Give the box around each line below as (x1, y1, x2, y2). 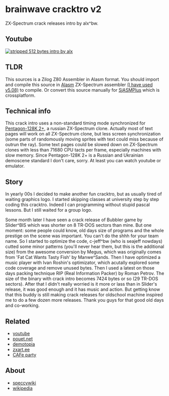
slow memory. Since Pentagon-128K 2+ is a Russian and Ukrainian (5, 152, 144, 158)
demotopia (12, 341, 35, 347)
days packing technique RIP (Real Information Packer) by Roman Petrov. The (5, 271, 164, 277)
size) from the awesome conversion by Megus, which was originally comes (5, 249, 161, 255)
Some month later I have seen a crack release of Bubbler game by (5, 217, 143, 223)
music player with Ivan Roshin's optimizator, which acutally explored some (5, 259, 160, 266)
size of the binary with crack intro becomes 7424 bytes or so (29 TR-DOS (5, 276, 158, 282)
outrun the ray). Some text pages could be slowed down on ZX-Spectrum (5, 142, 158, 148)
